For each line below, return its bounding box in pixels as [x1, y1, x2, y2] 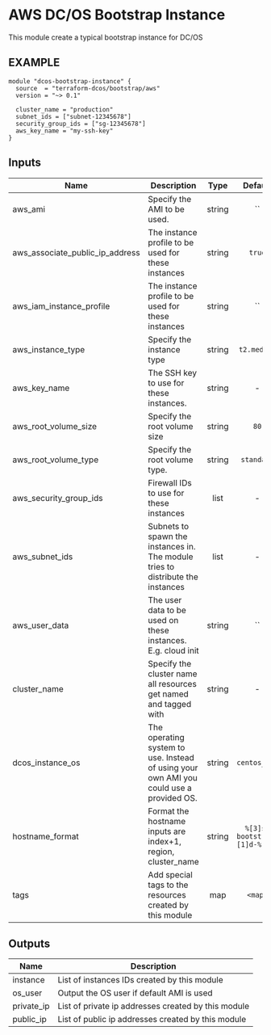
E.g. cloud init [148, 645, 199, 656]
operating [148, 731, 185, 743]
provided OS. [148, 792, 198, 803]
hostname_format [12, 831, 79, 842]
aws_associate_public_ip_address [12, 246, 140, 258]
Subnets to [148, 520, 190, 532]
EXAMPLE [8, 56, 60, 69]
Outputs [8, 936, 51, 950]
